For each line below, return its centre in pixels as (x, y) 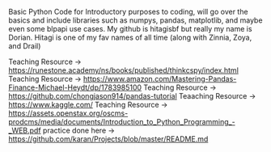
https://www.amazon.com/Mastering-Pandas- (160, 79)
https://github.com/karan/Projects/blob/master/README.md (108, 139)
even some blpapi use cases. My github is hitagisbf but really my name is (130, 29)
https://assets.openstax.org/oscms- (68, 113)
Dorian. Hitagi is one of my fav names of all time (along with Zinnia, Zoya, (130, 37)
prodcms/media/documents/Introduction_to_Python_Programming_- (122, 122)
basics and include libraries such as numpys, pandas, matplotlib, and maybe (135, 20)
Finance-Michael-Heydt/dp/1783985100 (75, 87)
